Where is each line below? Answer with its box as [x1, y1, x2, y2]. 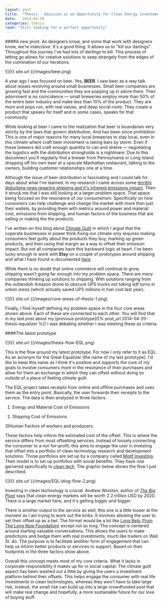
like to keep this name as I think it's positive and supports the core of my [5, 360, 150, 366]
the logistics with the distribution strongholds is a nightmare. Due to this [5, 149, 149, 156]
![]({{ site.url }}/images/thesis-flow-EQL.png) [5, 340, 95, 346]
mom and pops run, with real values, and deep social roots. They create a [5, 104, 152, 110]
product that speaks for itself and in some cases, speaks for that [5, 109, 134, 115]
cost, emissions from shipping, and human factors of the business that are [5, 211, 154, 217]
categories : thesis [5, 20, 45, 26]
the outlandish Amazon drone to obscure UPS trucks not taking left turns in [5, 281, 155, 287]
